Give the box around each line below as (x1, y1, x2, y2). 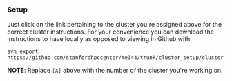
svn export (7, 48, 39, 56)
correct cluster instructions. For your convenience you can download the (7, 27, 215, 36)
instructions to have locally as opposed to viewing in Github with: (7, 35, 192, 43)
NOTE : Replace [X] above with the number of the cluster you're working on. (7, 67, 223, 75)
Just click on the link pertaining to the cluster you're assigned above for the (7, 21, 222, 29)
